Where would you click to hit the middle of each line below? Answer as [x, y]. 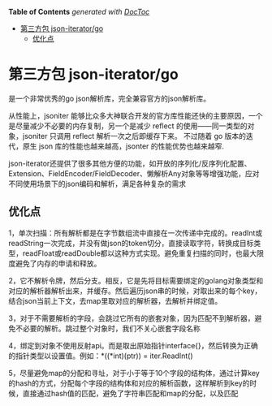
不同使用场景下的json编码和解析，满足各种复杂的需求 [97, 184]
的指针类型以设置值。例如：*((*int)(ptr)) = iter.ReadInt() [101, 356]
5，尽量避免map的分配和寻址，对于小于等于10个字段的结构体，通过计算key [134, 373]
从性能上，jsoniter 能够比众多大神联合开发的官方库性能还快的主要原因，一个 [136, 115]
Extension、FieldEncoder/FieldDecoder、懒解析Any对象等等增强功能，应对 [134, 173]
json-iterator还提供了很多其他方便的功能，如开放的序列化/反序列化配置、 [130, 163]
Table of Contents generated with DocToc [79, 12]
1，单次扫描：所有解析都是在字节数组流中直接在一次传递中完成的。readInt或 [136, 233]
